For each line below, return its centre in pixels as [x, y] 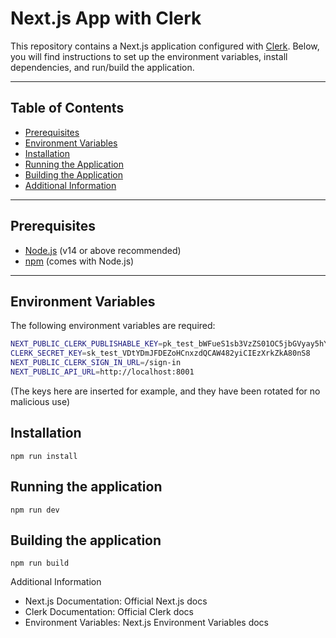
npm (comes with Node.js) [79, 261]
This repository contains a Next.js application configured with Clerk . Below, [165, 46]
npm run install [44, 456]
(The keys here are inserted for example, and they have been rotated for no [165, 391]
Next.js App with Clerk [106, 18]
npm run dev [35, 510]
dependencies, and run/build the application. [102, 67]
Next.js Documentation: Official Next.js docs [116, 601]
